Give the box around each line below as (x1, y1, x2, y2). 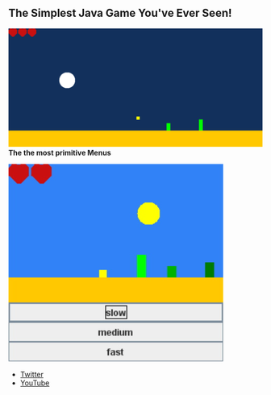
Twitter (19, 370, 44, 380)
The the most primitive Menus (8, 148, 111, 158)
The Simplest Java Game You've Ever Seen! (8, 6, 232, 20)
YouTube (19, 378, 50, 388)
